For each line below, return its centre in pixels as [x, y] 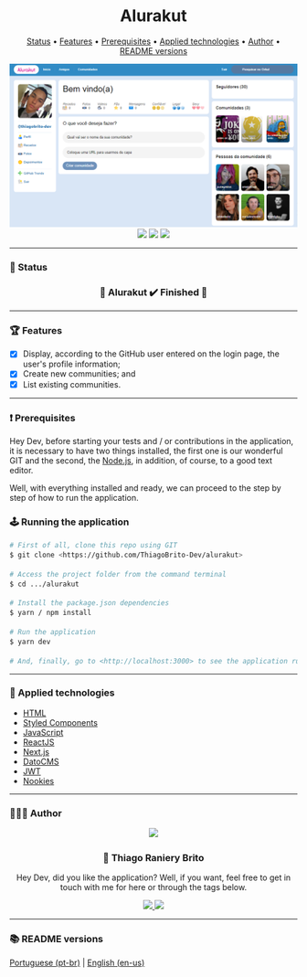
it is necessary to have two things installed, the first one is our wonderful [146, 451]
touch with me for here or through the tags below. [153, 887]
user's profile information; [71, 364]
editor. [21, 470]
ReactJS [38, 742]
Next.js [36, 751]
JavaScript [43, 732]
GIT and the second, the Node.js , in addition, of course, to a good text [141, 460]
